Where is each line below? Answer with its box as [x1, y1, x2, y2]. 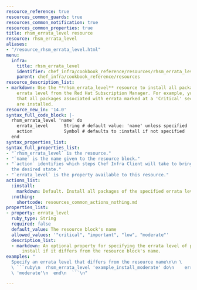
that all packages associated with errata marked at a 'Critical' [16, 95, 182, 101]
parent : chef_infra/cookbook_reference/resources [16, 74, 141, 80]
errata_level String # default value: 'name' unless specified [16, 123, 188, 129]
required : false [11, 221, 51, 227]
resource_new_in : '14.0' [6, 107, 67, 112]
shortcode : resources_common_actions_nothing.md [16, 199, 138, 205]
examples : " [6, 254, 35, 260]
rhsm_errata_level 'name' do [11, 118, 83, 124]
